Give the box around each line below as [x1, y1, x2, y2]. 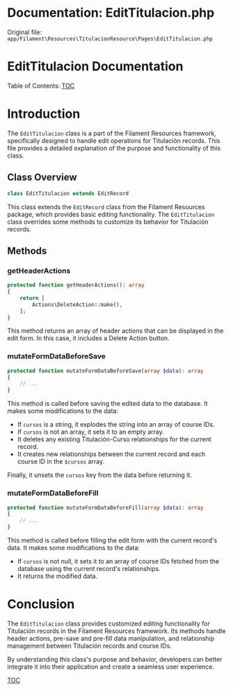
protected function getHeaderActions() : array [7, 282, 145, 289]
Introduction [7, 106, 81, 122]
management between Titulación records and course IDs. [7, 641, 172, 650]
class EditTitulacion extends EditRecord [7, 190, 129, 197]
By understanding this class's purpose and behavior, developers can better [7, 655, 223, 663]
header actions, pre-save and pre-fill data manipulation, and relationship [7, 634, 215, 642]
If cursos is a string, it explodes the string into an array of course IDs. [17, 420, 215, 429]
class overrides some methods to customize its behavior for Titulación [7, 218, 209, 226]
